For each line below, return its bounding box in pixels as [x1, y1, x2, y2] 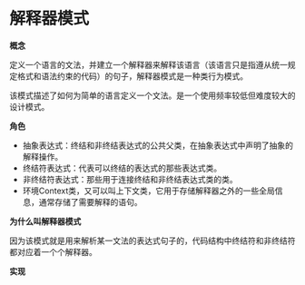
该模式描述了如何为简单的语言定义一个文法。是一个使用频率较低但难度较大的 [9, 90, 296, 101]
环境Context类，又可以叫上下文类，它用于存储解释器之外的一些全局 [22, 185, 275, 196]
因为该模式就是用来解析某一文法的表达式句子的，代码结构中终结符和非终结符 [9, 235, 296, 246]
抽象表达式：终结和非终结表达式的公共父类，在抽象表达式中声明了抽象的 [22, 140, 293, 151]
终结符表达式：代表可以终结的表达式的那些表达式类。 [22, 162, 222, 173]
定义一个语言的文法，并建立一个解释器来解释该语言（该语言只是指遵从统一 [9, 59, 288, 70]
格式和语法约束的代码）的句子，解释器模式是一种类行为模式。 [16, 70, 248, 82]
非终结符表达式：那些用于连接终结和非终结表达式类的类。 [22, 173, 238, 184]
